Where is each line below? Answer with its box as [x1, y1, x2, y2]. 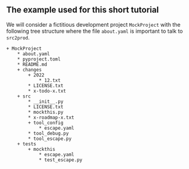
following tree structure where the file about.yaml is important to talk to [6, 27, 183, 35]
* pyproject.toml [17, 56, 61, 62]
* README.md [17, 61, 47, 67]
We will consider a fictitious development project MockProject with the [6, 21, 181, 28]
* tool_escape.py [28, 136, 71, 142]
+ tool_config [28, 119, 64, 126]
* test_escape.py [38, 157, 83, 163]
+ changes [17, 67, 42, 73]
